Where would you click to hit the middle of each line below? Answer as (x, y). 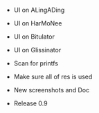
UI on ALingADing (39, 10)
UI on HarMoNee (38, 23)
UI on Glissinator (37, 50)
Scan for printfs (36, 63)
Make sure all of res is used (53, 76)
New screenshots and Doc (52, 90)
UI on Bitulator (34, 37)
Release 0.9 (30, 103)
